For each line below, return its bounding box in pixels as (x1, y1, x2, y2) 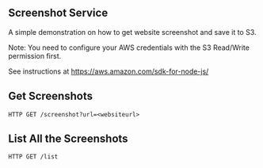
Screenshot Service (8, 6, 109, 20)
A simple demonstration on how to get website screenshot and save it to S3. (8, 27, 257, 36)
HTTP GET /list (8, 153, 59, 161)
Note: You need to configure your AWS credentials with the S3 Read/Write (8, 43, 250, 52)
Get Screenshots (8, 90, 93, 103)
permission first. (8, 51, 62, 60)
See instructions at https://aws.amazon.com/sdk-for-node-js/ (8, 67, 209, 76)
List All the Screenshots (8, 132, 128, 146)
